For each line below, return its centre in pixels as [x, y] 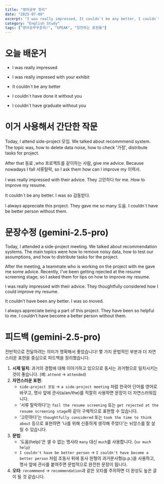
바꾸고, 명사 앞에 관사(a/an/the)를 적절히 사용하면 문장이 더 [75, 392]
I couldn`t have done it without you [47, 96]
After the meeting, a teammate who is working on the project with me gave [80, 266]
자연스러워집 [145, 392]
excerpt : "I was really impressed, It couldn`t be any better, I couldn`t [83, 19]
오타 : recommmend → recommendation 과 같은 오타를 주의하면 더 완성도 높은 [82, 470]
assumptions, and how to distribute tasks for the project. [62, 257]
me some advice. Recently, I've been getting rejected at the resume [73, 271]
